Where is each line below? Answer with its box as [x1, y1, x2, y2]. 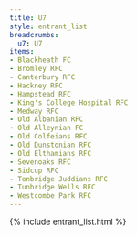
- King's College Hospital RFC [9, 97, 129, 107]
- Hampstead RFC [9, 89, 71, 98]
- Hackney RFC [9, 81, 64, 90]
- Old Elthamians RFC [9, 148, 92, 158]
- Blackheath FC [9, 56, 71, 65]
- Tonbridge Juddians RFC [9, 174, 108, 183]
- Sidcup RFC [9, 166, 59, 175]
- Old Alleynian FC [9, 124, 84, 133]
